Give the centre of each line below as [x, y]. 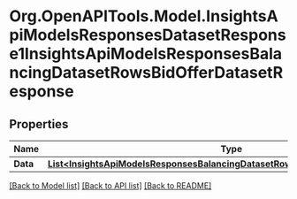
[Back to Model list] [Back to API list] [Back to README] [110, 186]
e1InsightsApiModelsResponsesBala [146, 54]
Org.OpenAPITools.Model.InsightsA [144, 16]
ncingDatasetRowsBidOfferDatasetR [146, 73]
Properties [39, 124]
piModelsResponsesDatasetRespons [148, 35]
